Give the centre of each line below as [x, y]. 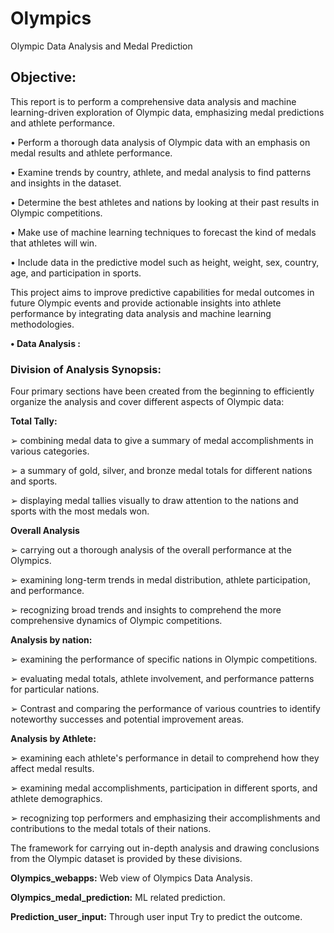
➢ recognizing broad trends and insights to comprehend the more [146, 610]
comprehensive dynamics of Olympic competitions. [116, 621]
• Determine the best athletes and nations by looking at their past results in [165, 202]
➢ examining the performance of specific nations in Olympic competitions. [164, 659]
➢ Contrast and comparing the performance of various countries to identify [165, 709]
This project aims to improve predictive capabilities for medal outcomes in [162, 292]
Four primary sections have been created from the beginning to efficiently [162, 391]
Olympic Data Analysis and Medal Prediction [101, 46]
